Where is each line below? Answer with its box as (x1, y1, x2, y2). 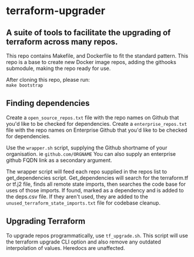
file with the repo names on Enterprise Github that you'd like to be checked (6, 126, 188, 133)
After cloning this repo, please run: (6, 76, 90, 83)
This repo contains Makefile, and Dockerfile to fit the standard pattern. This (6, 52, 189, 59)
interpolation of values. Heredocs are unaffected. (6, 244, 125, 251)
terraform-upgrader (6, 4, 106, 18)
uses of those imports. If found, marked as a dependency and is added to (6, 186, 184, 193)
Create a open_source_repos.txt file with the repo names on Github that (6, 114, 179, 121)
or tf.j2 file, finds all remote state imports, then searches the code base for (6, 181, 186, 188)
